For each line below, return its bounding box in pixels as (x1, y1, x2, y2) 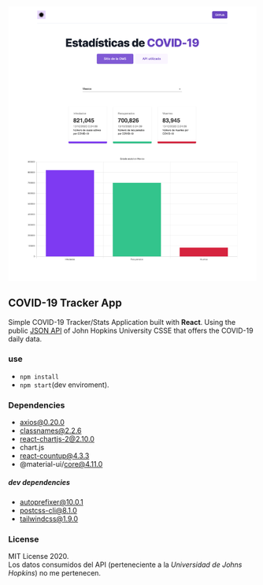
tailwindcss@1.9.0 (19, 514, 79, 524)
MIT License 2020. (8, 552, 69, 561)
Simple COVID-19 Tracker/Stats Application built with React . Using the (8, 317, 236, 326)
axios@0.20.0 (19, 418, 65, 427)
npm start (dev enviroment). (19, 380, 109, 389)
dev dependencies (8, 477, 71, 486)
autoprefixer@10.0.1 (19, 497, 84, 507)
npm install (19, 373, 59, 381)
